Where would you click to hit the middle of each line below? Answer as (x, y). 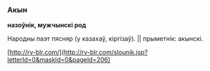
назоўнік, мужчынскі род (47, 25)
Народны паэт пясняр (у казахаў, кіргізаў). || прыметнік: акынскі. (105, 39)
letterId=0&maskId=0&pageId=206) (59, 60)
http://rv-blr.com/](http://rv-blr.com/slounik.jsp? (79, 52)
